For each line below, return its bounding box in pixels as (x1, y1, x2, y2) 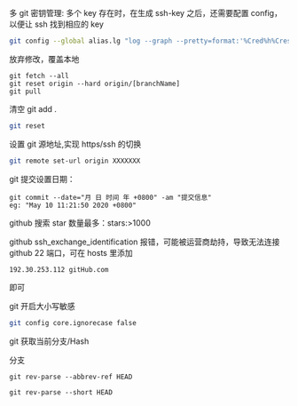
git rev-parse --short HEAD (9, 387, 114, 397)
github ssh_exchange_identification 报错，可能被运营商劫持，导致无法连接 (9, 236, 280, 247)
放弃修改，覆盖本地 (9, 53, 80, 64)
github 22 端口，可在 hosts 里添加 (9, 247, 133, 258)
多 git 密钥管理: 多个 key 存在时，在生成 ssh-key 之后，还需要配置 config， (9, 8, 282, 18)
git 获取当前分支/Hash (9, 336, 90, 346)
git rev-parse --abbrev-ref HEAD (9, 372, 133, 381)
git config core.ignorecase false (9, 318, 137, 327)
